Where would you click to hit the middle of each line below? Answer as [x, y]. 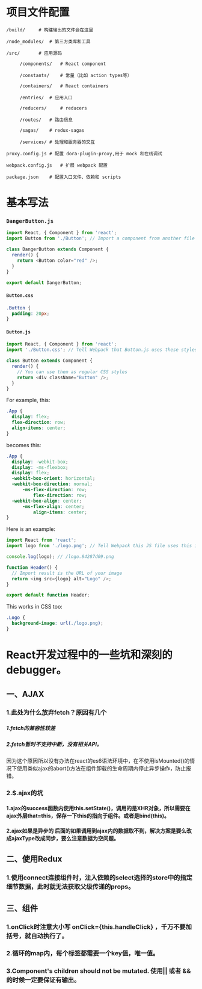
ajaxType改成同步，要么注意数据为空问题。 [65, 838]
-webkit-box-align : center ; [47, 501]
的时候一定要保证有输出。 [43, 980]
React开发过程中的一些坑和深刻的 [89, 655]
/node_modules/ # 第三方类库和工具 [48, 42]
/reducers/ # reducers [53, 108]
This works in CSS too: [35, 607]
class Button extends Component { [50, 361]
